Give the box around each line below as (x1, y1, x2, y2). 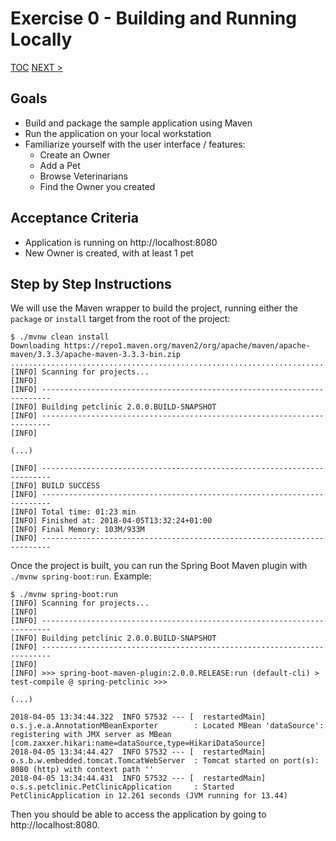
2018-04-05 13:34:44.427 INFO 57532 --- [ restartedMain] (10, 747, 267, 757)
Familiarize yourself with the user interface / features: (24, 138, 246, 150)
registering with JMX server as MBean (10, 730, 172, 740)
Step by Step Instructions (10, 275, 172, 292)
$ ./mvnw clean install (10, 332, 110, 342)
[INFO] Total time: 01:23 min (10, 507, 137, 517)
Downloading (10, 341, 60, 351)
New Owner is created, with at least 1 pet (24, 247, 194, 259)
